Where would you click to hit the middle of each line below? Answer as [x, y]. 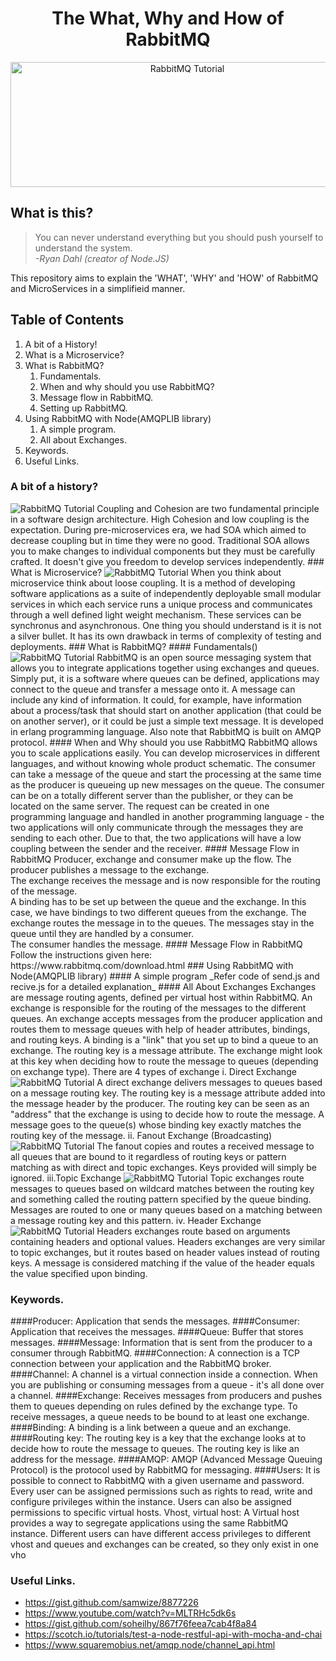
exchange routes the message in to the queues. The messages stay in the [162, 923]
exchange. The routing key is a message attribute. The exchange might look [166, 1050]
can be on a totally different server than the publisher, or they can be [152, 795]
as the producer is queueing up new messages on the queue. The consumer [167, 784]
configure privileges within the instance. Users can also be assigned [151, 1502]
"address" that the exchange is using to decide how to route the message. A [167, 1114]
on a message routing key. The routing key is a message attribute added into [168, 1093]
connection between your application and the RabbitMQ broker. [141, 1364]
